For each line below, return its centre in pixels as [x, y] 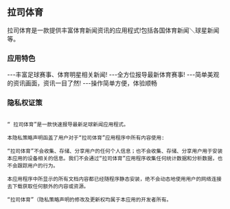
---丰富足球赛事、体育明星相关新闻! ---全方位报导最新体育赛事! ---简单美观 [113, 75]
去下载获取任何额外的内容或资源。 [48, 187]
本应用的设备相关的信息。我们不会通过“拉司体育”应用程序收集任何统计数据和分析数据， [112, 159]
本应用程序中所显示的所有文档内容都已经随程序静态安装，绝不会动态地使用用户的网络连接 [114, 179]
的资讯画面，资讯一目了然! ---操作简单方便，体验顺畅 [82, 83]
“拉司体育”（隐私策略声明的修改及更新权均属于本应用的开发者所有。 [89, 200]
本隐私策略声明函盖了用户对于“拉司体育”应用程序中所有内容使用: [86, 138]
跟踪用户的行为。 [37, 166]
